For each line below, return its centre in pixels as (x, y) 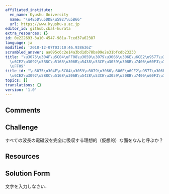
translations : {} (23, 85)
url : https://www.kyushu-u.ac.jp (45, 24)
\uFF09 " (18, 66)
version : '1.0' (21, 90)
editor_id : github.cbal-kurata (38, 29)
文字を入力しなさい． (27, 186)
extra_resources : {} (27, 33)
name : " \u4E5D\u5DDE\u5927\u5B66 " (46, 19)
